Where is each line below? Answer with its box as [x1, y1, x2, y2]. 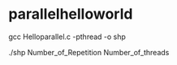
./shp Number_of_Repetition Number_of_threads [8, 47, 170, 57]
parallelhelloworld [8, 5, 133, 24]
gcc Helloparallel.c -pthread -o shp [8, 32, 126, 41]
